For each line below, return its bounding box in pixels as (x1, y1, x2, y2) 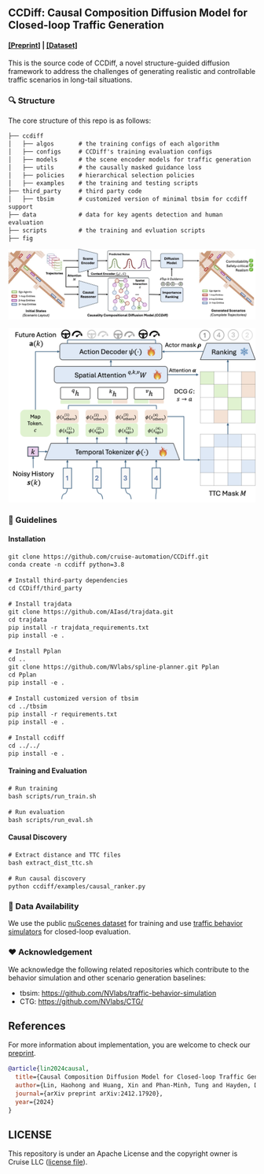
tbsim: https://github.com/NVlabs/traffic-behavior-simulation (19, 988, 217, 998)
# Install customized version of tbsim (8, 694, 139, 702)
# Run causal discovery (8, 875, 86, 883)
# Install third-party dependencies (8, 576, 128, 584)
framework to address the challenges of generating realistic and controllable (8, 66, 256, 76)
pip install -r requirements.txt (8, 710, 118, 718)
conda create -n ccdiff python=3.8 (8, 561, 125, 568)
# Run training (8, 784, 58, 792)
